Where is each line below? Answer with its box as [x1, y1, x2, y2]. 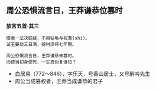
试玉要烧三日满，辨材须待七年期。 [6, 41, 77, 47]
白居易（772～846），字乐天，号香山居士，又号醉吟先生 [14, 70, 151, 77]
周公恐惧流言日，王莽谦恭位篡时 [6, 5, 123, 16]
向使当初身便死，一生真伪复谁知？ [6, 59, 77, 65]
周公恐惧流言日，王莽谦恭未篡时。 [6, 52, 77, 59]
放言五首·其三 [6, 22, 40, 29]
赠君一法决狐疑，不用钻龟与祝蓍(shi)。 [6, 35, 90, 41]
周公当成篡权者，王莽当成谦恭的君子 [14, 77, 103, 84]
